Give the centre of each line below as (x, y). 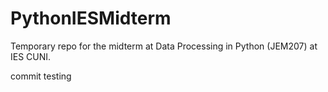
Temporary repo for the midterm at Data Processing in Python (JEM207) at (164, 46)
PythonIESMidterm (91, 18)
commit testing (41, 76)
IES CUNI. (31, 56)
